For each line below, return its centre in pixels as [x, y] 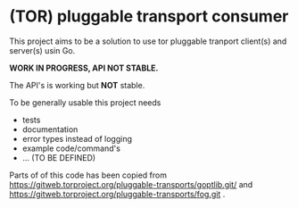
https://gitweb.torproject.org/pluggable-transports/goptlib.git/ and [131, 184]
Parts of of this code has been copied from [88, 175]
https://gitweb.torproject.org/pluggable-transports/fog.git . [117, 194]
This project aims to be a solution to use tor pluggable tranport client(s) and [148, 41]
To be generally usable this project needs [85, 102]
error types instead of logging [77, 138]
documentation [50, 129]
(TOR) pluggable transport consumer [149, 17]
